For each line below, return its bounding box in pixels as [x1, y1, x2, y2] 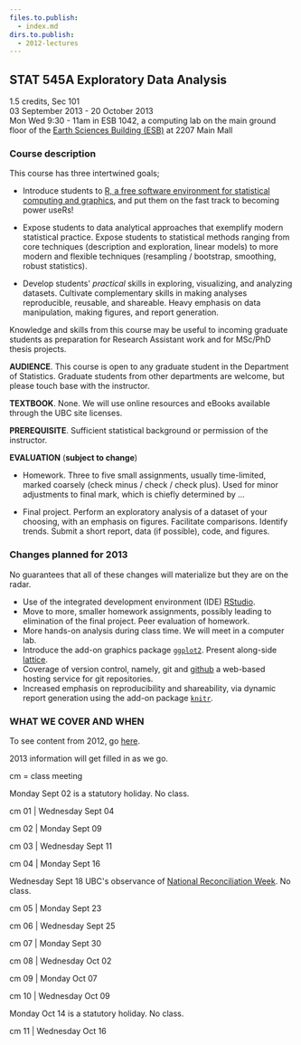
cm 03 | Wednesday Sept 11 [9, 841, 113, 851]
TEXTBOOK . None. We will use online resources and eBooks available [9, 398, 271, 409]
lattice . [22, 653, 48, 665]
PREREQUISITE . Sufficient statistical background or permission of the [9, 425, 268, 436]
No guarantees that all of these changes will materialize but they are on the [9, 569, 289, 580]
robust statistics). [22, 261, 88, 271]
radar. [9, 578, 32, 589]
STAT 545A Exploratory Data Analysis [9, 71, 228, 87]
